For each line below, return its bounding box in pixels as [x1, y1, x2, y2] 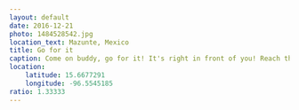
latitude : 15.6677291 [25, 71, 105, 80]
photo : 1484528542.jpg [9, 29, 93, 38]
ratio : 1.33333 [9, 87, 66, 96]
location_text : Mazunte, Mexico [9, 37, 129, 47]
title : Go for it [9, 46, 74, 55]
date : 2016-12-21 [9, 21, 74, 30]
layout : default [9, 12, 69, 22]
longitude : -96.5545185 [25, 79, 114, 88]
